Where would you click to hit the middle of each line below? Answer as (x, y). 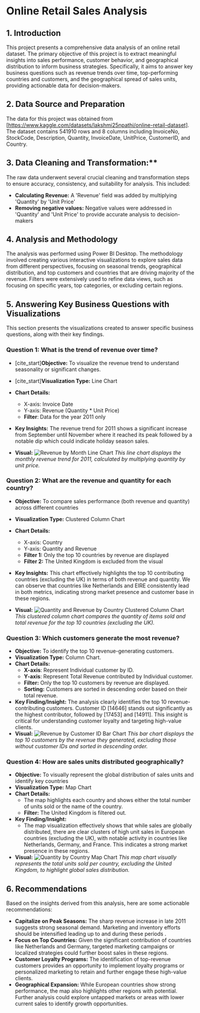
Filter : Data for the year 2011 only (65, 417)
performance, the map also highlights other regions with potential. (96, 991)
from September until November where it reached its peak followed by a (104, 434)
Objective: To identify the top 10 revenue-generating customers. (94, 651)
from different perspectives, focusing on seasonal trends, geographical (94, 267)
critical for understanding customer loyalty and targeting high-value (98, 721)
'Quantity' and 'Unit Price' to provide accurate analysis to (85, 214)
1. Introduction (33, 33)
